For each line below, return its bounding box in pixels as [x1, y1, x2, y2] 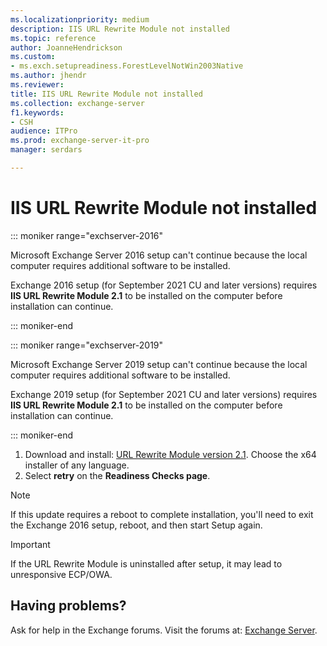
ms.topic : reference [10, 33, 97, 43]
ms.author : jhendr [10, 71, 87, 81]
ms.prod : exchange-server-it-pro [10, 136, 150, 146]
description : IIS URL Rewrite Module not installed [10, 24, 230, 34]
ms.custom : [10, 52, 56, 62]
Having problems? [10, 597, 127, 615]
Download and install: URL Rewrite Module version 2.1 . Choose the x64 [24, 448, 317, 460]
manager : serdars [10, 145, 83, 155]
